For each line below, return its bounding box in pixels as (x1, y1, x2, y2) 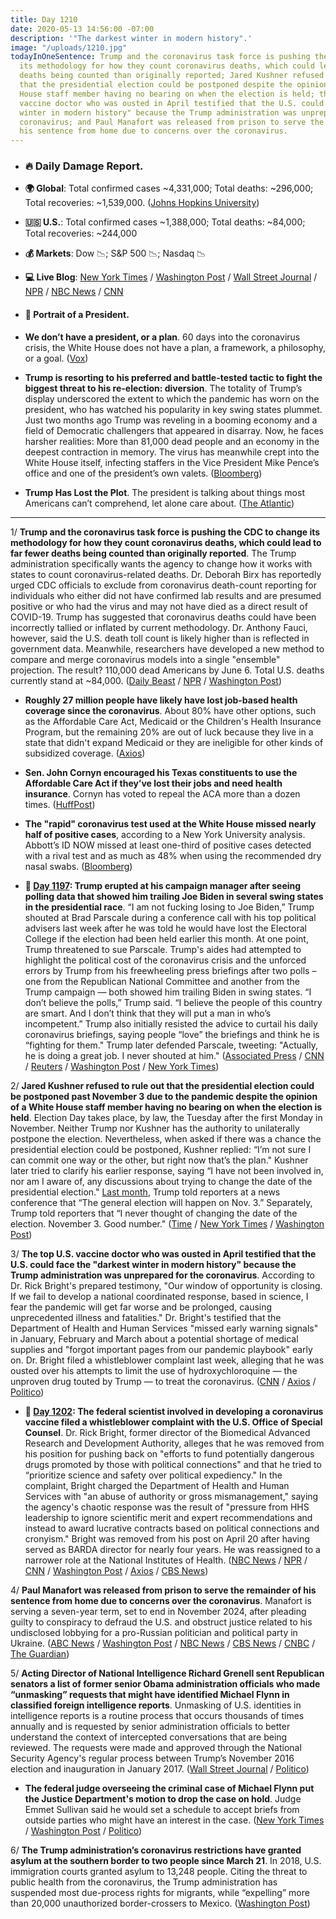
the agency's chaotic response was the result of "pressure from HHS (24, 1501, 310, 1513)
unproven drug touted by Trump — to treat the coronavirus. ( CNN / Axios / (10, 1375, 317, 1387)
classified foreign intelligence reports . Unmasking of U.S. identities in (10, 1699, 302, 1711)
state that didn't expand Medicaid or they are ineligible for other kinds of (24, 736, 324, 748)
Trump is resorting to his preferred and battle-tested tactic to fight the (24, 371, 323, 383)
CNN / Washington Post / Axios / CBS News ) (24, 1564, 209, 1576)
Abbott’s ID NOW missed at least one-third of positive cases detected (24, 839, 312, 851)
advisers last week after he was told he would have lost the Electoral (24, 922, 307, 934)
